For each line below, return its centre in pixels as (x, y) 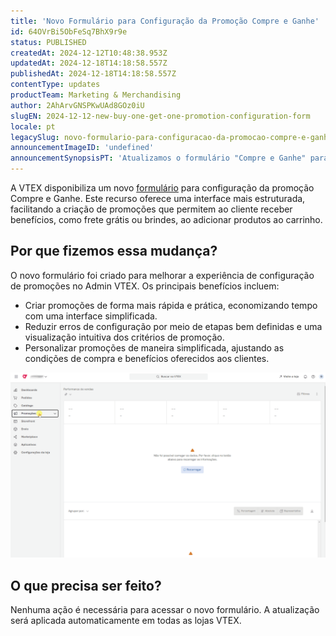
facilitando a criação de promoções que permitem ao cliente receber (151, 209)
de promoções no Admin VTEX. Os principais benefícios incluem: (145, 286)
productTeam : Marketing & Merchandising (96, 95)
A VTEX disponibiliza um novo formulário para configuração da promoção (162, 188)
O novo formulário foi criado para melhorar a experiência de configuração (162, 275)
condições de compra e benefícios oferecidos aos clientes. (147, 358)
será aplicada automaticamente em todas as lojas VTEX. (126, 620)
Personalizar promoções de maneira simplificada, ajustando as (154, 347)
